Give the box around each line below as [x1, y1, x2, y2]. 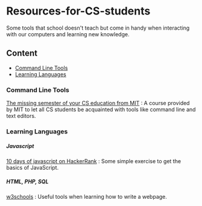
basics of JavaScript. [6, 164, 59, 171]
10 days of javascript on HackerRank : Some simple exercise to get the [6, 157, 181, 164]
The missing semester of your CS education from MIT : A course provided [6, 100, 190, 107]
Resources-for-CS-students [6, 4, 151, 18]
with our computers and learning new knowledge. [6, 30, 130, 37]
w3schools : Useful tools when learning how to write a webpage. [6, 193, 168, 200]
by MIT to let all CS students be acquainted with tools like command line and [6, 106, 196, 113]
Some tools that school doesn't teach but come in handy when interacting [6, 24, 190, 31]
